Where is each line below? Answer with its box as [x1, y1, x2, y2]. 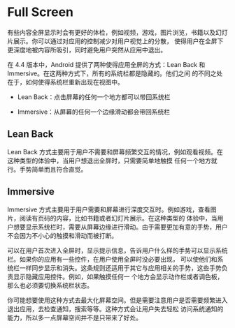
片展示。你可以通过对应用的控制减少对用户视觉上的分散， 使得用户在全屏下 [7, 36, 224, 45]
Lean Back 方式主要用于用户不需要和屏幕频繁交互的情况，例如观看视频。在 [7, 147, 223, 156]
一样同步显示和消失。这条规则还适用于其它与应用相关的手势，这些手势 [19, 263, 222, 272]
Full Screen [7, 4, 74, 20]
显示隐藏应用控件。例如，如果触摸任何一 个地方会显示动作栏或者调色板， [13, 272, 224, 281]
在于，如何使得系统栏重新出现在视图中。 [7, 77, 124, 86]
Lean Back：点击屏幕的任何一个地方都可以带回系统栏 [17, 92, 171, 101]
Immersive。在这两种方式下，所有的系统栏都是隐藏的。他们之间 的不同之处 [7, 69, 223, 77]
